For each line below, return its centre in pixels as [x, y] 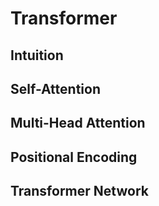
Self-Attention [55, 88]
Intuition [37, 55]
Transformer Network [79, 191]
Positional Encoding [74, 157]
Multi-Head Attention [78, 123]
